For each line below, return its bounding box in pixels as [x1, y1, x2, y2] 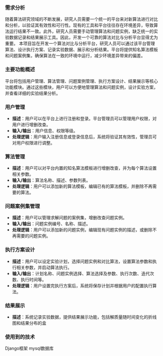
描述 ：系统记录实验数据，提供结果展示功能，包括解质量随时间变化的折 [12, 314, 153, 320]
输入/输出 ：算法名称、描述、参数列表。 [12, 178, 91, 183]
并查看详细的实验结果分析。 [5, 90, 61, 96]
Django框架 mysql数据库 [5, 345, 54, 351]
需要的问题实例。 [16, 233, 51, 239]
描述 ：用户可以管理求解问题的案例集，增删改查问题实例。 [12, 215, 127, 221]
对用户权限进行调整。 [12, 140, 55, 145]
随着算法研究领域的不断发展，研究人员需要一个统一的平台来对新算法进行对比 [5, 16, 158, 22]
